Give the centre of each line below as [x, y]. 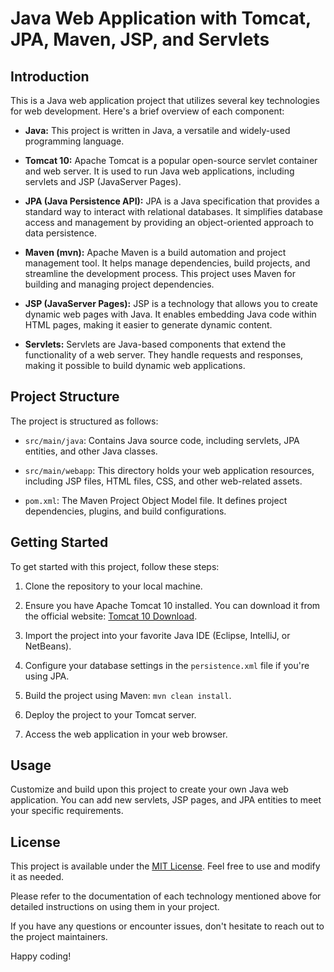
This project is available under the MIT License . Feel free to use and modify [165, 866]
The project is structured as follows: [84, 421]
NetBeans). [48, 646]
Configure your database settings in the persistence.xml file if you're [167, 665]
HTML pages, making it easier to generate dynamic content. [148, 325]
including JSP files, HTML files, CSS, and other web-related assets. [163, 481]
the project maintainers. [59, 937]
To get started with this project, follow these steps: [115, 566]
